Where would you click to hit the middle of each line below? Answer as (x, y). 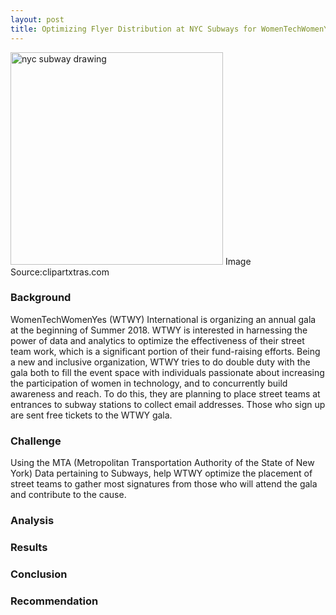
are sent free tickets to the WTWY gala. (91, 415)
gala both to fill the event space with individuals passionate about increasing (167, 372)
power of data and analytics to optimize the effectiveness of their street (157, 340)
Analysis (32, 521)
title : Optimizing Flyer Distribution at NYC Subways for (133, 29)
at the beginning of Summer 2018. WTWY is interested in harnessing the (159, 330)
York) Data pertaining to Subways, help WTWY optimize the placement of (161, 473)
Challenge (36, 441)
